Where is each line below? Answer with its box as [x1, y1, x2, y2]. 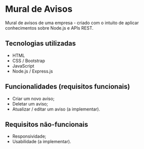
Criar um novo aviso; [12, 95, 55, 102]
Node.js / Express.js [12, 68, 53, 74]
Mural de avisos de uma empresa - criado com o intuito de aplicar [5, 20, 139, 26]
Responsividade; [12, 133, 46, 139]
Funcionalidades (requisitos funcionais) [5, 82, 130, 91]
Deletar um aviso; [12, 101, 48, 107]
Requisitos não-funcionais [5, 120, 88, 129]
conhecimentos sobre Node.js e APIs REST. [5, 25, 94, 31]
